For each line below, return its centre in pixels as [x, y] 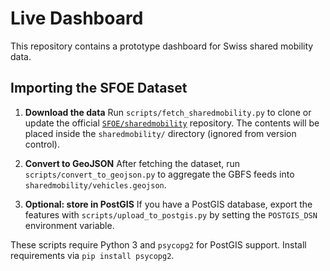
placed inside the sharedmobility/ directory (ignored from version [160, 133]
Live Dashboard [77, 18]
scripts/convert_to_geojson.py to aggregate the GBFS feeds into [159, 174]
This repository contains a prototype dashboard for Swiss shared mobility [162, 46]
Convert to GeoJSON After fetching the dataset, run [132, 163]
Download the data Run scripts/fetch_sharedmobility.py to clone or [168, 112]
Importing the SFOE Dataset [99, 88]
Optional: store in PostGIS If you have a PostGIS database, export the [168, 204]
